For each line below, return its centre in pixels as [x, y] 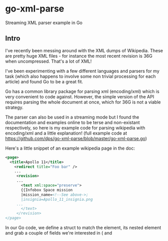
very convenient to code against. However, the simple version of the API [80, 96]
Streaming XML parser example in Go [44, 23]
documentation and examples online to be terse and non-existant [73, 122]
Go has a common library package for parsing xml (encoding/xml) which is [82, 91]
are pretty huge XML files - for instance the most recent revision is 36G [79, 56]
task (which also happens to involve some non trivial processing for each [81, 76]
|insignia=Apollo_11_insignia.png [57, 199]
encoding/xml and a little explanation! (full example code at [66, 133]
